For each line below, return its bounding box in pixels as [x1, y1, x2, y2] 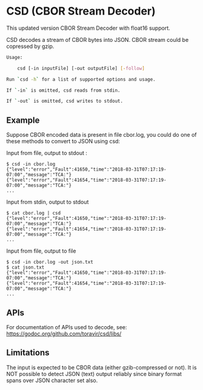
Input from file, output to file [6, 247, 76, 255]
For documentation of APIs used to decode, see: [6, 323, 127, 330]
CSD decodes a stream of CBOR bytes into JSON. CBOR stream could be [6, 36, 189, 43]
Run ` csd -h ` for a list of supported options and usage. [6, 76, 156, 83]
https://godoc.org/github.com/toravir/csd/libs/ [6, 330, 122, 337]
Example [6, 115, 40, 125]
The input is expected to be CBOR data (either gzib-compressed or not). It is [6, 363, 197, 371]
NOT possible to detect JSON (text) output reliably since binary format [6, 370, 182, 377]
